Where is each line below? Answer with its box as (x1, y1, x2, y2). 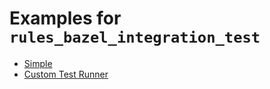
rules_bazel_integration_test (9, 28, 261, 47)
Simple (23, 57, 53, 69)
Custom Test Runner (23, 68, 109, 80)
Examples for (9, 7, 122, 30)
